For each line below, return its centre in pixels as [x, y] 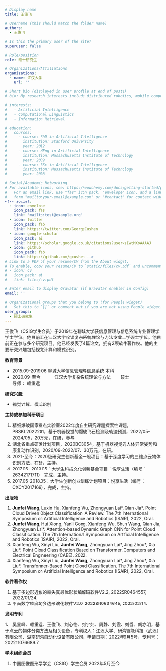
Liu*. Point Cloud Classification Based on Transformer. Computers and [84, 550]
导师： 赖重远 [26, 383]
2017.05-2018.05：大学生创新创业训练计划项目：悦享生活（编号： [79, 481]
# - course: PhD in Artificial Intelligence [56, 137]
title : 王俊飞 [19, 14]
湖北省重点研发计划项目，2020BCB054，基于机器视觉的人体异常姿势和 [84, 444]
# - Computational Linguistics [40, 114]
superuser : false [23, 46]
